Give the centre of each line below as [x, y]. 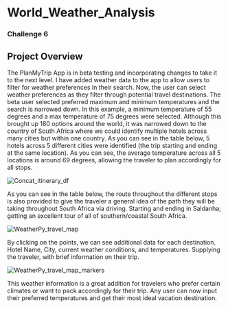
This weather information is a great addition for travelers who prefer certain [114, 283]
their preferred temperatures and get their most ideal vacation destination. [112, 298]
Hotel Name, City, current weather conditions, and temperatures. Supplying [114, 249]
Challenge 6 [28, 34]
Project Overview [45, 56]
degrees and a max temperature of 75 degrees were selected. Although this [114, 116]
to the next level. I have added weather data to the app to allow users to [109, 79]
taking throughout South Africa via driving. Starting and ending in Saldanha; [114, 208]
